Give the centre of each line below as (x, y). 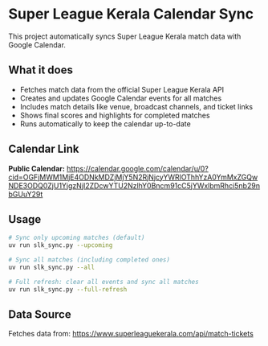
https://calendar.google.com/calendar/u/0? (138, 168)
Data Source (40, 315)
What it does (41, 70)
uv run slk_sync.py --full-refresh (68, 289)
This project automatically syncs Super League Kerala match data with (125, 36)
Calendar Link (44, 149)
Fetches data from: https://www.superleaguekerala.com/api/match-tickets (131, 334)
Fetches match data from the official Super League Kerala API (122, 89)
